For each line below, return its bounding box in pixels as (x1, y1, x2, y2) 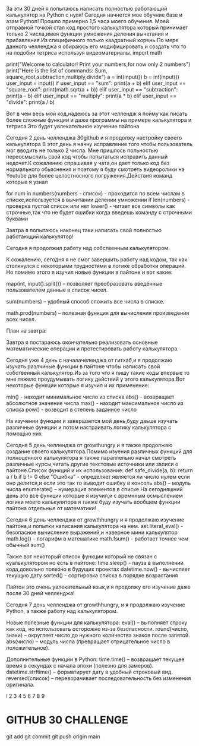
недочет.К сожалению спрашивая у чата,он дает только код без (6, 160, 170, 166)
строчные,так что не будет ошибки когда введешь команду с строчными (6, 209, 192, 216)
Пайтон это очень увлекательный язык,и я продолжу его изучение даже (6, 583, 191, 590)
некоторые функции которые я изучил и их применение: (6, 382, 150, 388)
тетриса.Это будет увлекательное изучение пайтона (6, 123, 140, 129)
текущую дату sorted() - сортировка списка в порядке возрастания (6, 572, 178, 579)
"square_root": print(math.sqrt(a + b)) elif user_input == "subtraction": (6, 86, 178, 93)
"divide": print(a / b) (6, 99, 55, 106)
